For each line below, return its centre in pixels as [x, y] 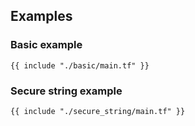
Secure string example [66, 91]
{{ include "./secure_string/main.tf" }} [98, 111]
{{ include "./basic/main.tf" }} [80, 65]
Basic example [46, 45]
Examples [41, 16]
